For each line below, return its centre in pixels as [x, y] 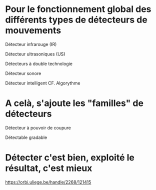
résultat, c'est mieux [49, 168]
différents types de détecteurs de [76, 20]
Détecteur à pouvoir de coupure [38, 127]
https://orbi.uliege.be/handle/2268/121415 [48, 182]
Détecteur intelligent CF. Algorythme [43, 83]
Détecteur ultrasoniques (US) [35, 54]
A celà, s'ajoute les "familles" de [74, 103]
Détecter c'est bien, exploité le [70, 158]
